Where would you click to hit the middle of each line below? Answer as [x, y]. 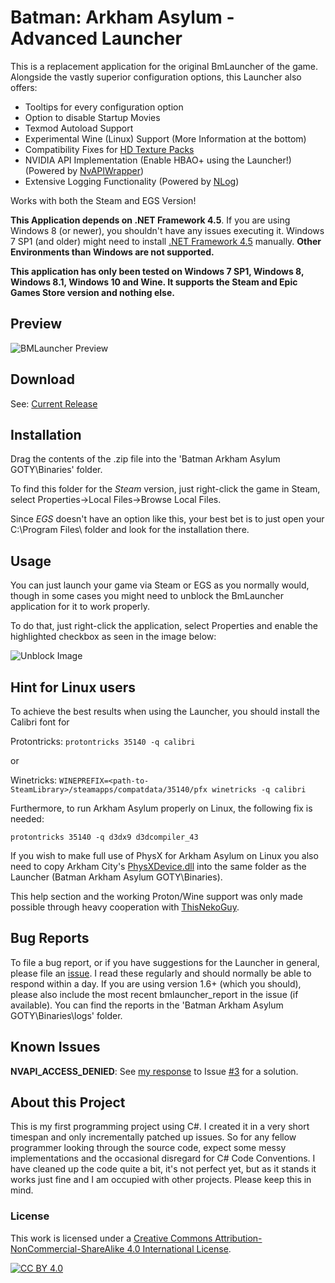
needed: [27, 819]
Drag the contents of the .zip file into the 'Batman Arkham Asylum [145, 459]
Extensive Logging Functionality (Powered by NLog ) [132, 181]
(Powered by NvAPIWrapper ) [84, 170]
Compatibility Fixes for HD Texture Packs [109, 149]
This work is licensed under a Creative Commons [111, 1238]
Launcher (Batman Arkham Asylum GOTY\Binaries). [116, 877]
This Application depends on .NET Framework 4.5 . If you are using [150, 220]
